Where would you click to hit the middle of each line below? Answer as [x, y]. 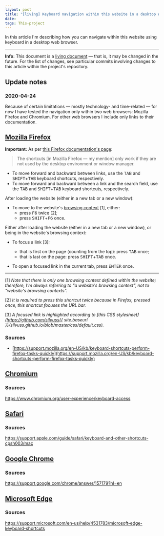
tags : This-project [25, 23]
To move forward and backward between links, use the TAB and [76, 173]
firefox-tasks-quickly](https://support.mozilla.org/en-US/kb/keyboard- [83, 354]
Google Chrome [30, 459]
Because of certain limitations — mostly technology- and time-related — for [81, 106]
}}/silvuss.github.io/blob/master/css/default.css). [54, 325]
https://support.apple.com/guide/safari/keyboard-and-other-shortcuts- [77, 438]
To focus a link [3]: [31, 242]
